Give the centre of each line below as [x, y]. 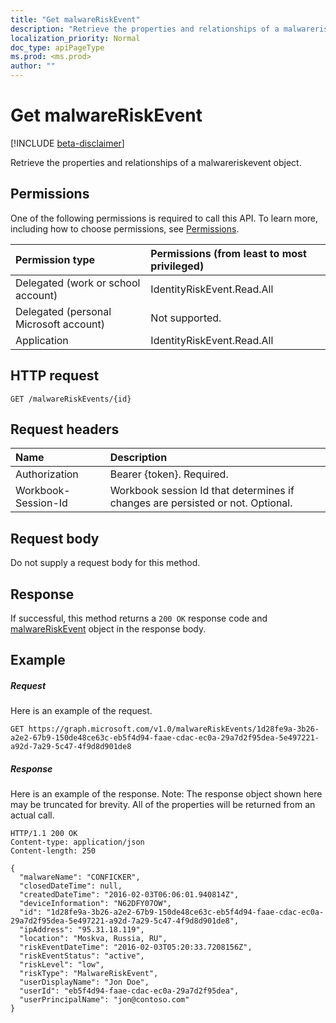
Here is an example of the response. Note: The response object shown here [166, 794]
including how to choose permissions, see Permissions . [125, 228]
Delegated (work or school [78, 283]
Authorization [47, 474]
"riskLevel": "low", [62, 965]
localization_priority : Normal [75, 38]
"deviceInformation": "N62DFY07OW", [95, 904]
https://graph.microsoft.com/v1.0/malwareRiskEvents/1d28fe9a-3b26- [174, 729]
